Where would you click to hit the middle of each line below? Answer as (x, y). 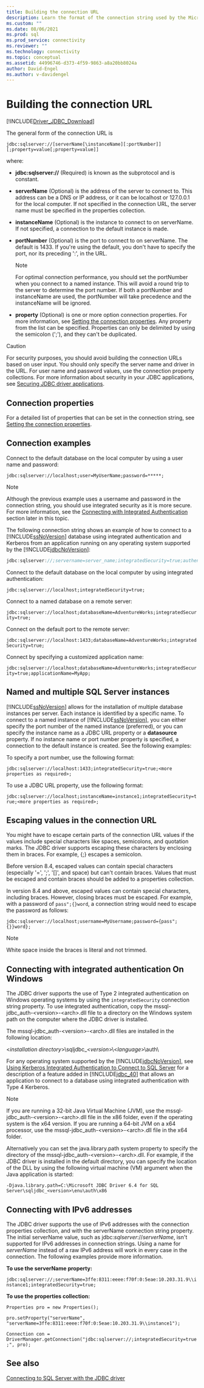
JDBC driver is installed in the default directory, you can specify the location (101, 1161)
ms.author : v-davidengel (38, 74)
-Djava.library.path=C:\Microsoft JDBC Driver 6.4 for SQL (83, 1186)
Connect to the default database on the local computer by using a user (95, 458)
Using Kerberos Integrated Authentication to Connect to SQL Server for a (98, 1068)
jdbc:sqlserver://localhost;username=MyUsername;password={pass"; (92, 922)
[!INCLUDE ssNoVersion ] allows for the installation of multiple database (95, 706)
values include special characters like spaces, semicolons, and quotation (97, 841)
